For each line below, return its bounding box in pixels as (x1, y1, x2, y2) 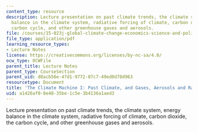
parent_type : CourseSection (6, 69, 75, 75)
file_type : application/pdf (6, 36, 75, 42)
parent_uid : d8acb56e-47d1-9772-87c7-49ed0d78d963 (6, 74, 133, 80)
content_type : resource (6, 8, 65, 15)
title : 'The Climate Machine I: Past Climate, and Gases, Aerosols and (6, 85, 186, 91)
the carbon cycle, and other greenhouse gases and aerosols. (6, 119, 154, 126)
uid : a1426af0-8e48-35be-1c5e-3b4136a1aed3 (6, 90, 115, 96)
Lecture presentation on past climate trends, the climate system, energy (6, 106, 181, 113)
